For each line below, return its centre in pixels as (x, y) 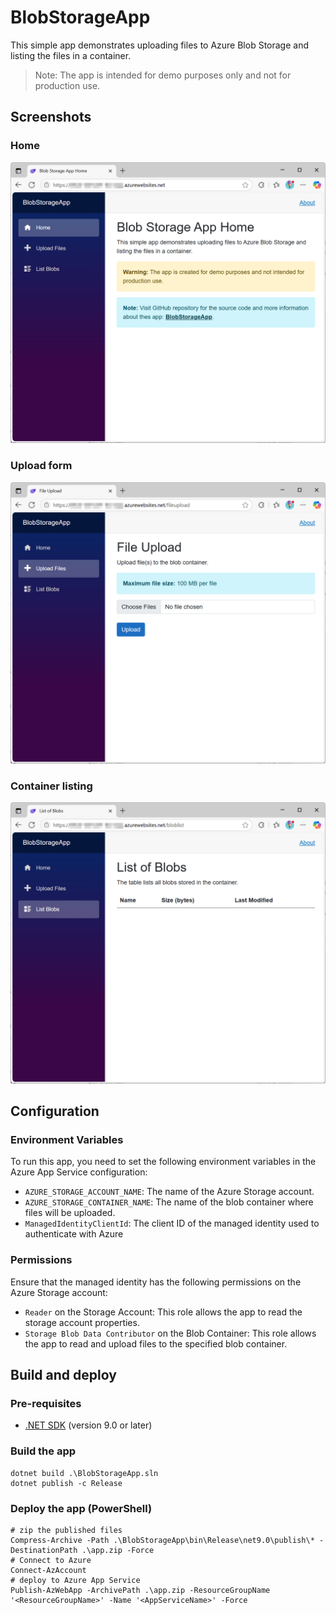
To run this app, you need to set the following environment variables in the (163, 1162)
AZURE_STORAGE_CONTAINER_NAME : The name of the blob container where (169, 1202)
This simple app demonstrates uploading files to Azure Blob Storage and (160, 45)
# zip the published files (66, 1531)
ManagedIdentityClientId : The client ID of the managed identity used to (172, 1223)
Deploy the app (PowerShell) (81, 1508)
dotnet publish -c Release (66, 1483)
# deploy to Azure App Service (75, 1581)
